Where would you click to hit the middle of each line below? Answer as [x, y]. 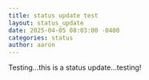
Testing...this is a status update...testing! [75, 67]
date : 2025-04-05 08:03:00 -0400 [64, 30]
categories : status [41, 38]
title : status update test [53, 15]
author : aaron [32, 45]
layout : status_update [46, 23]
